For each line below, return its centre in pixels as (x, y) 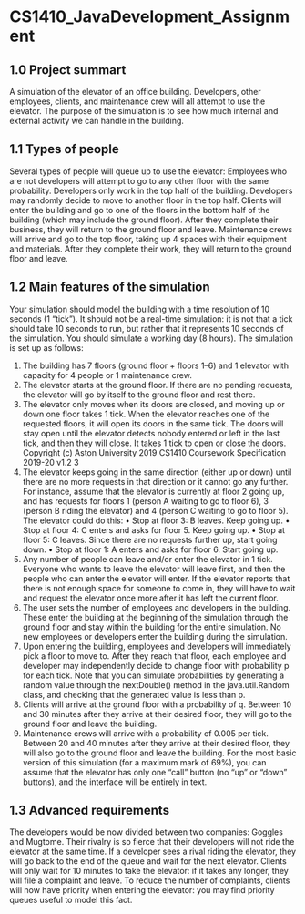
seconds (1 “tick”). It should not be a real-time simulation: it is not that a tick (151, 318)
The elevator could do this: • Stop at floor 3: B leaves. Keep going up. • (156, 520)
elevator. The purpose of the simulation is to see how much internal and (144, 111)
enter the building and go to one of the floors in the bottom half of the (140, 210)
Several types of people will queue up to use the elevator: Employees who (148, 171)
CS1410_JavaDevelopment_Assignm (150, 17)
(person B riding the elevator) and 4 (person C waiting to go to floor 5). (155, 510)
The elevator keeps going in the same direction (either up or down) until (157, 472)
